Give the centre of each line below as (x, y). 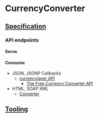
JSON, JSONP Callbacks (36, 74)
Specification (26, 26)
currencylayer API (37, 78)
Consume (15, 62)
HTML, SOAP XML (30, 89)
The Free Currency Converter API (60, 84)
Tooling (16, 109)
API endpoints (22, 40)
